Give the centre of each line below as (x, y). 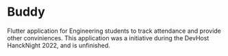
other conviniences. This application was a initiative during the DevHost (108, 38)
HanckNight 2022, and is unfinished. (59, 45)
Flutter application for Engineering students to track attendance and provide (114, 31)
